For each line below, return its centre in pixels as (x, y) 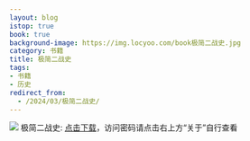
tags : (19, 68)
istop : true (32, 26)
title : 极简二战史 (41, 59)
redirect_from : (38, 93)
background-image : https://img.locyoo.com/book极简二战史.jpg (125, 43)
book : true (30, 34)
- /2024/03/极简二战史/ (59, 101)
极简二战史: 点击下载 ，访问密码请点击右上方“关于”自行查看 (129, 128)
